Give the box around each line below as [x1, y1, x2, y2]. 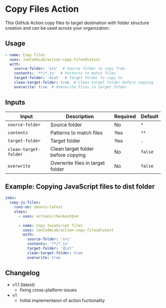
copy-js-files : [9, 200, 41, 205]
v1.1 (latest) [12, 282, 35, 288]
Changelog [5, 269, 40, 277]
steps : [14, 209, 28, 214]
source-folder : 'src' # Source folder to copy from [14, 66, 125, 71]
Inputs [5, 98, 26, 107]
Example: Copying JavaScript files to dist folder [5, 182, 155, 191]
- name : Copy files [5, 52, 45, 57]
